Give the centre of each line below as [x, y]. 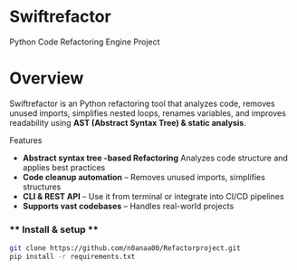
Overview [47, 78]
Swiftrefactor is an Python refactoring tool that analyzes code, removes [142, 103]
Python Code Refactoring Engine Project [85, 42]
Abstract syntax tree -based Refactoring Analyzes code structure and [155, 158]
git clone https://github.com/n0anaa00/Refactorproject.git [125, 248]
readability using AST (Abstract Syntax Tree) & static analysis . [128, 122]
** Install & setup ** [54, 229]
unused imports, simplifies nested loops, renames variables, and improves [148, 113]
